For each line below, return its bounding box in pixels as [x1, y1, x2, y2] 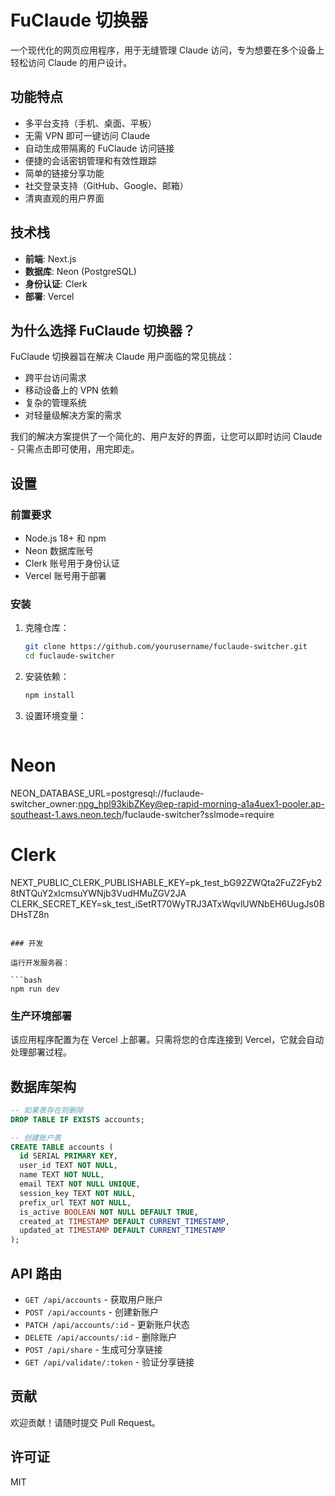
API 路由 [10, 1265, 63, 1282]
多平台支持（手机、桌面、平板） [24, 117, 157, 129]
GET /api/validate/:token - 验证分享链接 [24, 1356, 195, 1368]
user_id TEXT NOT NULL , [19, 1161, 118, 1171]
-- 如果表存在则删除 [10, 1105, 84, 1115]
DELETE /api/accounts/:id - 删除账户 [24, 1331, 177, 1343]
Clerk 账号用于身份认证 [24, 557, 120, 570]
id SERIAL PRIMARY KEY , [19, 1151, 118, 1161]
